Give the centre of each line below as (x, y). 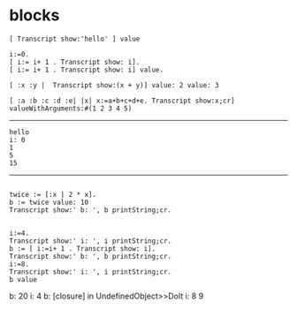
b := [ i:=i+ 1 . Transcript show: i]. (83, 248)
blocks (34, 15)
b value (23, 279)
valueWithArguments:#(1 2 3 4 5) (71, 108)
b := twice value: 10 (49, 202)
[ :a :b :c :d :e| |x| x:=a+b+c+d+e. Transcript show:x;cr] (122, 101)
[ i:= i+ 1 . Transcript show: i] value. (87, 70)
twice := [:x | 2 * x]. (53, 194)
